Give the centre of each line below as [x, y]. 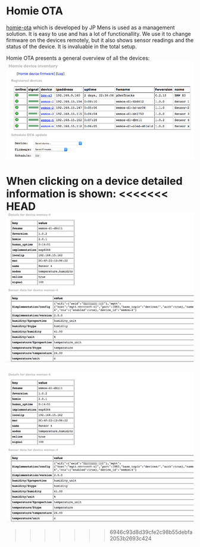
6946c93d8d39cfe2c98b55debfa [151, 532]
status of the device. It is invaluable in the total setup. [71, 46]
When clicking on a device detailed [94, 181]
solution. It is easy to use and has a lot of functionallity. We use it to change [99, 33]
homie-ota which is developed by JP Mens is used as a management [90, 27]
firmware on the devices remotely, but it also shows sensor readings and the [100, 40]
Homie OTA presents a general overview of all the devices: [78, 58]
